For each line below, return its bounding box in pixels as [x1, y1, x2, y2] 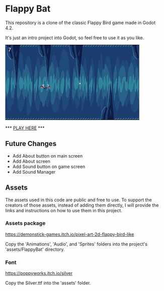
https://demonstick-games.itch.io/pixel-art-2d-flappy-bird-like [5, 231, 134, 237]
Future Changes [5, 139, 57, 148]
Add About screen [12, 158, 50, 164]
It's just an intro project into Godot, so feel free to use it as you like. [5, 35, 144, 41]
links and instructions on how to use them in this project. [5, 207, 122, 213]
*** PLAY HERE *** [5, 125, 45, 131]
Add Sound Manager [12, 169, 56, 175]
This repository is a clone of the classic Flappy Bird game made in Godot [5, 20, 156, 26]
